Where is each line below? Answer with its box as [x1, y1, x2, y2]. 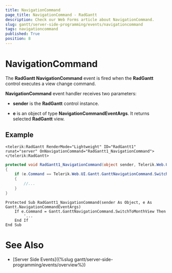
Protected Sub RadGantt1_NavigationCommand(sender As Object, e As [5, 200, 153, 205]
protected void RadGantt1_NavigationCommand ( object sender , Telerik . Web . [5, 162, 166, 167]
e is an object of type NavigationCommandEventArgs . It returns [12, 110, 149, 116]
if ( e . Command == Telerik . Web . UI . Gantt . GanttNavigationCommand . [14, 172, 155, 177]
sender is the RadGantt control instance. [12, 100, 99, 107]
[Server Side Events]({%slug [12, 256, 73, 262]
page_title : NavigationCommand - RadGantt [5, 12, 97, 17]
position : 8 [5, 36, 31, 41]
